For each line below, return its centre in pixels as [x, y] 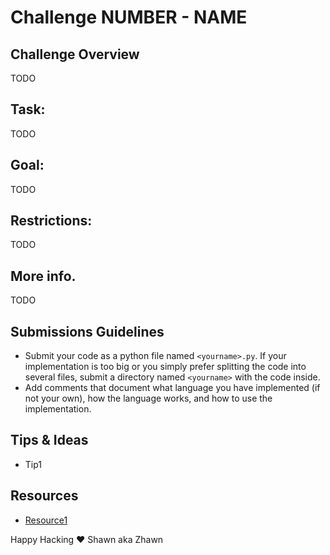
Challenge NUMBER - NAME [129, 17]
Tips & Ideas [49, 440]
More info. [43, 276]
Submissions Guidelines [87, 331]
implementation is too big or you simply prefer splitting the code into [165, 367]
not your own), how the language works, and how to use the [148, 398]
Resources [44, 496]
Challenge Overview [75, 54]
